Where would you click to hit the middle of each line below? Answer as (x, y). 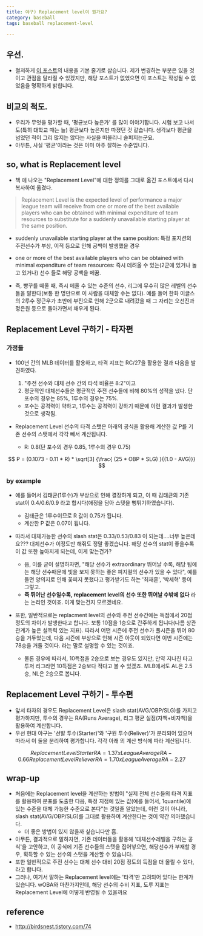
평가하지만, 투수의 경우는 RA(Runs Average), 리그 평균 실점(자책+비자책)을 (104, 718)
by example (24, 481)
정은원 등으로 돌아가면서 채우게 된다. (58, 308)
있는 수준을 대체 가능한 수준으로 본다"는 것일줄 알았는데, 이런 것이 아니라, (101, 809)
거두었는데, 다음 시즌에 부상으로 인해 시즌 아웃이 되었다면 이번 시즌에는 (110, 638)
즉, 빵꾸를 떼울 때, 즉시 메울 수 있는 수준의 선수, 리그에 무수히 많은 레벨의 (100, 285)
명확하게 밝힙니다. (52, 86)
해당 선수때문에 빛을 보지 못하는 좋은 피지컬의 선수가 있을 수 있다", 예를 (114, 572)
